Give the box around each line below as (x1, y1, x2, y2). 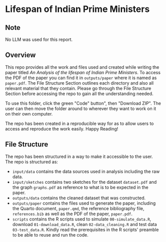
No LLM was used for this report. (5, 36, 73, 42)
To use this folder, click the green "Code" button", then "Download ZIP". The (5, 100, 162, 106)
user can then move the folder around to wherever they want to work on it (5, 106, 157, 112)
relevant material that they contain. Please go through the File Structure (5, 85, 152, 91)
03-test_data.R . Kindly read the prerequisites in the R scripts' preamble (12, 227, 159, 233)
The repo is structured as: (5, 158, 58, 165)
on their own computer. (5, 111, 53, 117)
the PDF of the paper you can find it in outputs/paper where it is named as (5, 75, 157, 81)
